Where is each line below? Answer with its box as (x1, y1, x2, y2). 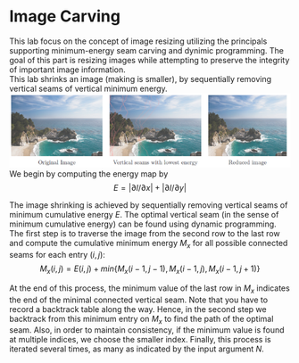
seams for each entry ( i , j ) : (9, 249, 105, 260)
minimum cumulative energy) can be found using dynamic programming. (9, 219, 277, 229)
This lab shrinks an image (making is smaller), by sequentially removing (9, 73, 272, 84)
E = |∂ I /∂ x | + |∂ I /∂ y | (112, 183, 187, 194)
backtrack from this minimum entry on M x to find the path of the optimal (9, 313, 274, 326)
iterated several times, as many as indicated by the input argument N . (9, 343, 265, 354)
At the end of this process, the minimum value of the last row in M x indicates (9, 283, 290, 295)
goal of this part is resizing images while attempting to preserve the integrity (9, 54, 290, 65)
